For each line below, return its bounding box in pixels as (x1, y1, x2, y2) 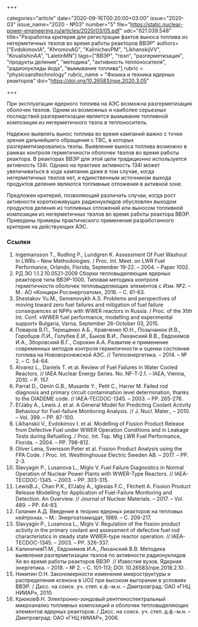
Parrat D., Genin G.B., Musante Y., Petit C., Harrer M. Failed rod (15, 382, 169, 390)
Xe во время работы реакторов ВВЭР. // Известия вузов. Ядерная (15, 558, 182, 565)
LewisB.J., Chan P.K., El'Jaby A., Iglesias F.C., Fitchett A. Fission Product (15, 483, 191, 490)
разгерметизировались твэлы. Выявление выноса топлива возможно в (6, 143, 187, 150)
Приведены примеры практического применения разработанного (6, 217, 174, 224)
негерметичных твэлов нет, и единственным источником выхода (6, 174, 171, 181)
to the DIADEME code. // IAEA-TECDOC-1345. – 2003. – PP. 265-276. (15, 395, 183, 402)
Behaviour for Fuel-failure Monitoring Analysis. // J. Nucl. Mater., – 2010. (15, 408, 190, 415)
